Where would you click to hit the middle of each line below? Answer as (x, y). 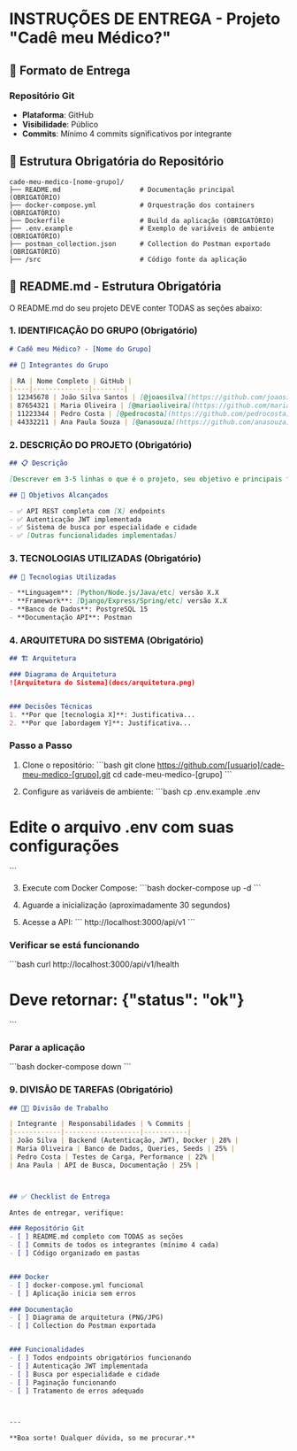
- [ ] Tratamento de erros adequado (76, 1391)
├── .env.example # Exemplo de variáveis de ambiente (142, 228)
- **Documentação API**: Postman (71, 618)
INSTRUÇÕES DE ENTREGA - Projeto (145, 19)
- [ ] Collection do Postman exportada (83, 1326)
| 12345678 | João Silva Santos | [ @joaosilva (96, 397)
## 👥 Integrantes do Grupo (59, 365)
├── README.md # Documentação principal (122, 189)
